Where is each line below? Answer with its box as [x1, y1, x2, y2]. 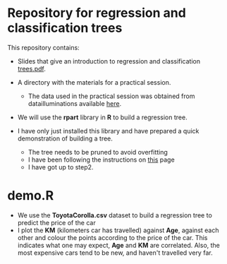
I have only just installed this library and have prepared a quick [17, 126, 200, 135]
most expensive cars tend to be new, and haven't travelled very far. [17, 248, 213, 257]
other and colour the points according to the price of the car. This [17, 233, 208, 241]
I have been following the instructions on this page [27, 155, 175, 164]
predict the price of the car [17, 218, 97, 227]
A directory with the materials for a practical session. [17, 78, 171, 86]
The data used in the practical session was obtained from [27, 92, 195, 100]
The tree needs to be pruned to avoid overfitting [27, 148, 168, 156]
